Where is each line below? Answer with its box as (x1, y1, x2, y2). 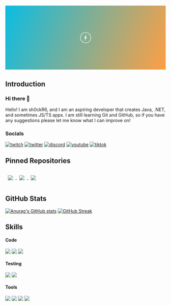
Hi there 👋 (5, 95, 31, 102)
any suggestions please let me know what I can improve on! (5, 117, 131, 123)
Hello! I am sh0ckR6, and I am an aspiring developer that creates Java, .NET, (5, 106, 166, 113)
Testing (5, 261, 22, 267)
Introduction (5, 79, 46, 88)
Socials (5, 130, 24, 137)
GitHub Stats (5, 194, 47, 203)
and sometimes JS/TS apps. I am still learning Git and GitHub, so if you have (5, 112, 165, 118)
